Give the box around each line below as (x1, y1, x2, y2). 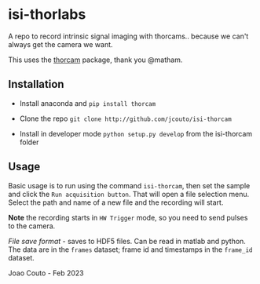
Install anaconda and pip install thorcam (19, 98, 156, 107)
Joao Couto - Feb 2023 (8, 268, 84, 278)
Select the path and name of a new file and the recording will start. (8, 198, 224, 207)
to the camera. (8, 221, 56, 231)
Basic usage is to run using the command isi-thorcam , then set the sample (8, 180, 251, 190)
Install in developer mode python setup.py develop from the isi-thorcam (19, 129, 253, 138)
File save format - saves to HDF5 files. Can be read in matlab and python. (8, 236, 246, 246)
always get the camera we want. (8, 39, 113, 49)
